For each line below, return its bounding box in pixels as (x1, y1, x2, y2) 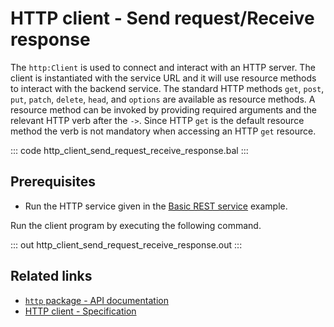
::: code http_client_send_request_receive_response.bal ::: (10, 144, 249, 156)
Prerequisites (10, 173, 96, 191)
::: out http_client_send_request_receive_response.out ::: (10, 238, 243, 251)
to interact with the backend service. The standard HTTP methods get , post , (10, 82, 325, 94)
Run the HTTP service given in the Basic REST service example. (24, 200, 288, 212)
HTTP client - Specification (24, 305, 137, 317)
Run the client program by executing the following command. (10, 219, 262, 231)
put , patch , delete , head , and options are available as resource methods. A (10, 93, 316, 105)
